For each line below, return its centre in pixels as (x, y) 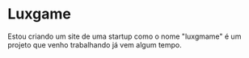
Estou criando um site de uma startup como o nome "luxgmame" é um (124, 36)
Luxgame (40, 14)
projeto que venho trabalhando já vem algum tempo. (95, 44)
